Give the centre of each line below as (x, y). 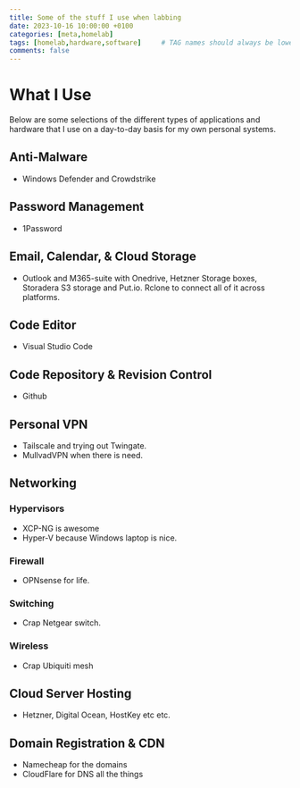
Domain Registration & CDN (87, 743)
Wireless (29, 646)
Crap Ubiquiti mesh (58, 666)
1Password (42, 228)
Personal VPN (49, 424)
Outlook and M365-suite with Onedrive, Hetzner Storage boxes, (139, 278)
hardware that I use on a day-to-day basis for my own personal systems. (143, 130)
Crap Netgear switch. (61, 623)
